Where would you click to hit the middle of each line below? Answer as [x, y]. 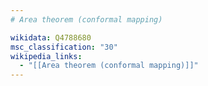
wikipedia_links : [46, 56]
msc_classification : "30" [64, 47]
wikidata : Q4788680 [51, 37]
